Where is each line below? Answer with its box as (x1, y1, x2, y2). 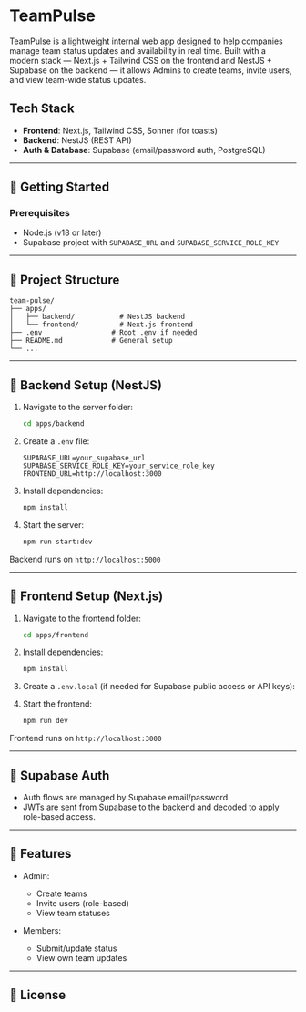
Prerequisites (9, 207, 70, 220)
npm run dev (22, 717, 68, 726)
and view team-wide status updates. (9, 74, 147, 85)
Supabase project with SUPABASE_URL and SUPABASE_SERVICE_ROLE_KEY (22, 237, 280, 248)
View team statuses (36, 907, 111, 918)
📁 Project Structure (9, 272, 120, 287)
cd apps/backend (22, 419, 85, 429)
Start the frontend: (22, 698, 93, 709)
